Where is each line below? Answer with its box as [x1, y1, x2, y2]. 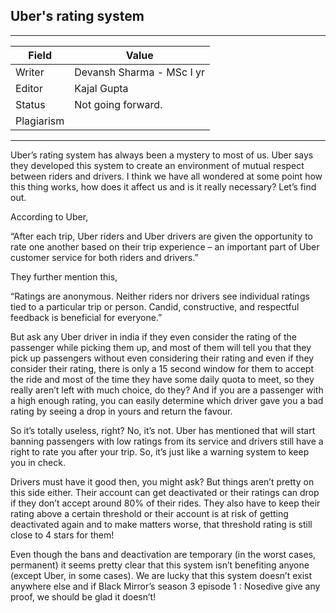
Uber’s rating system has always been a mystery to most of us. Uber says [10, 149, 314, 161]
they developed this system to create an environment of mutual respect [10, 159, 305, 171]
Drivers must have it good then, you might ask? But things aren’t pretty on [10, 475, 315, 488]
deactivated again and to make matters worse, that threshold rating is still [10, 518, 313, 530]
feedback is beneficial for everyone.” [10, 311, 163, 323]
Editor [15, 81, 43, 95]
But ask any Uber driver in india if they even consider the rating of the [10, 330, 297, 343]
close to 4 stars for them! [10, 529, 115, 541]
